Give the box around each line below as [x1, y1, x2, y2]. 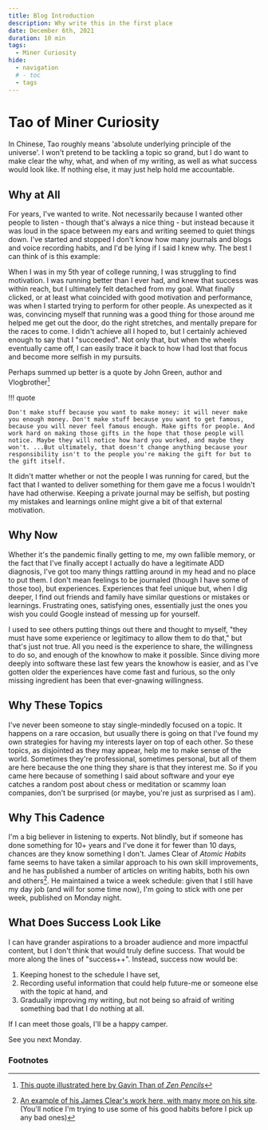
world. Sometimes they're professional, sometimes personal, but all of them [8, 754, 257, 763]
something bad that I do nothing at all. [19, 1004, 145, 1013]
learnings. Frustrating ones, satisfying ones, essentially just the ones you [8, 600, 248, 610]
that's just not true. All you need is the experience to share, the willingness [8, 641, 254, 651]
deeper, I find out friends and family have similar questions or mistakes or [8, 592, 250, 602]
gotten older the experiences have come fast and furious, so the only [8, 666, 235, 676]
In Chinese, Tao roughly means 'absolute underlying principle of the [8, 139, 231, 149]
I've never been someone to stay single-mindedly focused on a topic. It [8, 720, 242, 730]
